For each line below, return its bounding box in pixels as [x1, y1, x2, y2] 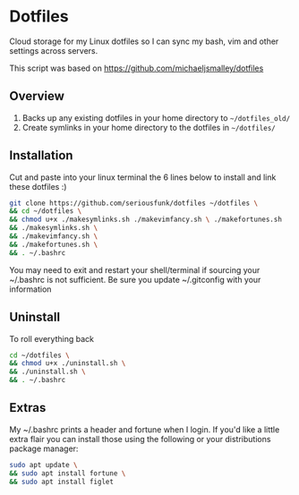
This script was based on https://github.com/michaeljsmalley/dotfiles [9, 63, 264, 73]
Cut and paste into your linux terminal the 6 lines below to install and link [9, 172, 277, 183]
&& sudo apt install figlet [9, 477, 115, 486]
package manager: [9, 443, 79, 454]
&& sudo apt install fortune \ [9, 468, 126, 478]
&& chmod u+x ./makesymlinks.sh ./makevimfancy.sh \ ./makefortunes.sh [9, 215, 282, 225]
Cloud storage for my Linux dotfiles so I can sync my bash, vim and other [9, 36, 279, 47]
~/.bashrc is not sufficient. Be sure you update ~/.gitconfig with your [9, 274, 261, 285]
